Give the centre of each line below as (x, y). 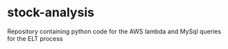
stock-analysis (51, 13)
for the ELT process (35, 38)
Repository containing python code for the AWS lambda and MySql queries (114, 31)
